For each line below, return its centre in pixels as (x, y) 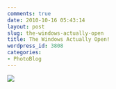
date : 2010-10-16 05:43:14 (46, 20)
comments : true (29, 14)
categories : (24, 53)
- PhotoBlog (24, 59)
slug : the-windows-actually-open (56, 33)
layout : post (26, 26)
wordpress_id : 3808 (35, 46)
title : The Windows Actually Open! (59, 40)
